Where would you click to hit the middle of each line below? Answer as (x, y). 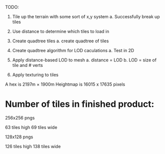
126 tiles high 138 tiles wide (33, 146)
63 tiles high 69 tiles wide (31, 127)
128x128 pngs (19, 137)
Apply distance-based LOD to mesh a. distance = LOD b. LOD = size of (84, 60)
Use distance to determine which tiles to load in (61, 31)
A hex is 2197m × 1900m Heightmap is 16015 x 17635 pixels (65, 84)
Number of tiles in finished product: (80, 104)
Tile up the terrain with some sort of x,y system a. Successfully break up (86, 16)
